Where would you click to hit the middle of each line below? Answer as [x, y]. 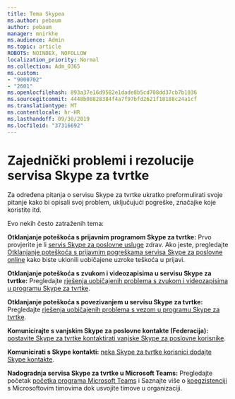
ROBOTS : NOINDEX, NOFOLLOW [47, 54]
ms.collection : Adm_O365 [44, 66]
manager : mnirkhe [33, 34]
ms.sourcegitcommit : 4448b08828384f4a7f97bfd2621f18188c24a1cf [102, 100]
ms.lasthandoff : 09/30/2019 [49, 119]
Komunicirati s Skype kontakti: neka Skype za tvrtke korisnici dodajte [109, 352]
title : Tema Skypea [36, 14]
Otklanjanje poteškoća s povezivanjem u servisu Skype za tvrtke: [105, 302]
